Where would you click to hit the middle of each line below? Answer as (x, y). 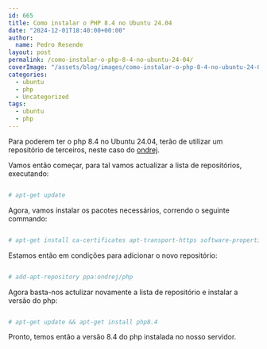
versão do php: (33, 300)
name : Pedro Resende (49, 45)
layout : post (30, 52)
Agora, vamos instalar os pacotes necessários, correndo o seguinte (119, 210)
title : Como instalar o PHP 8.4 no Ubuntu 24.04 (90, 23)
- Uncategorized (42, 97)
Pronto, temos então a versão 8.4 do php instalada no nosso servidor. (122, 337)
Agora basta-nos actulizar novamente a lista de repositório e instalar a (123, 292)
